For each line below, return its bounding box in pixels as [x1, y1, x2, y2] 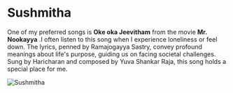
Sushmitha [7, 5, 72, 21]
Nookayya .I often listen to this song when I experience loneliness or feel [7, 35, 218, 43]
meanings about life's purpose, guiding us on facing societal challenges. [7, 50, 216, 58]
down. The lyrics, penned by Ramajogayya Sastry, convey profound [7, 42, 203, 51]
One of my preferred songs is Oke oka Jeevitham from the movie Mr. [7, 28, 208, 36]
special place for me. [7, 65, 68, 73]
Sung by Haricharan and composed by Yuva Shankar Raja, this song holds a [7, 57, 227, 65]
